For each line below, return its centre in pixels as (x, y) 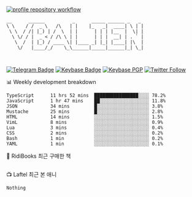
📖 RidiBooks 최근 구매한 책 (39, 156)
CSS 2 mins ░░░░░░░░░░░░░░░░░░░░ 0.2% (85, 133)
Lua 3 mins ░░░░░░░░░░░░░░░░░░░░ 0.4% (85, 128)
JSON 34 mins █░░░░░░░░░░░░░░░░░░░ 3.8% (85, 106)
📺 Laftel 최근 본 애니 (32, 174)
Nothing (16, 188)
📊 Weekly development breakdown (51, 82)
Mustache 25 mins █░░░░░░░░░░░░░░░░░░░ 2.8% (85, 112)
